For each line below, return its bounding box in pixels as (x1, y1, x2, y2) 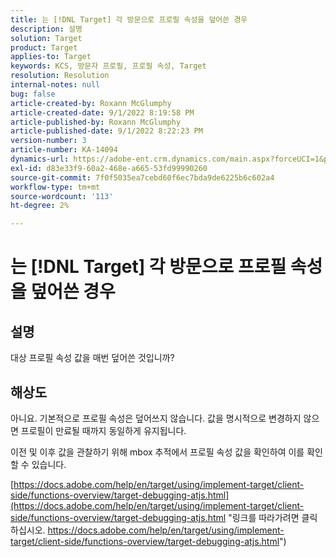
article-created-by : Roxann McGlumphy (10, 98, 172, 108)
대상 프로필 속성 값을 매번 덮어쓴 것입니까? (10, 352, 175, 364)
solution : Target (10, 33, 83, 43)
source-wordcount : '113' (10, 191, 114, 201)
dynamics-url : (10, 154, 70, 164)
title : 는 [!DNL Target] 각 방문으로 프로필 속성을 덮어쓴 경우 (10, 14, 248, 25)
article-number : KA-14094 (10, 145, 118, 155)
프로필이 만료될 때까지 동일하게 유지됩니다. (20, 424, 187, 436)
